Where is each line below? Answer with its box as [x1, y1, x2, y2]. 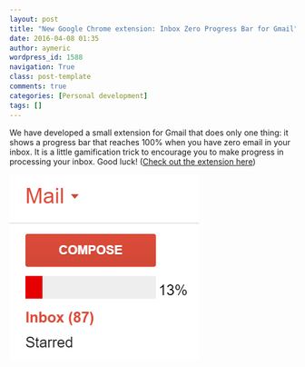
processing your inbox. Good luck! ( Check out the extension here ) [9, 155, 256, 167]
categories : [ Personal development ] [9, 91, 148, 100]
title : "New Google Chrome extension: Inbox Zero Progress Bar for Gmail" [9, 24, 299, 34]
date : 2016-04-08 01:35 [9, 34, 100, 43]
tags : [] [9, 101, 43, 110]
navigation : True [9, 63, 75, 72]
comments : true [9, 82, 67, 91]
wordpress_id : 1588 [9, 53, 84, 63]
